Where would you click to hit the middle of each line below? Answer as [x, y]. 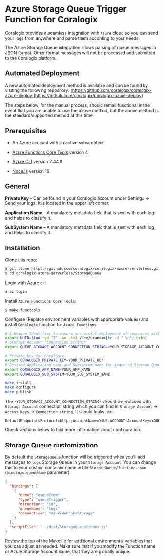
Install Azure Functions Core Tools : [41, 301]
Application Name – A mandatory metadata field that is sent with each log [80, 213]
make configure [20, 387]
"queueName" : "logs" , [40, 509]
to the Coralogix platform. [31, 58]
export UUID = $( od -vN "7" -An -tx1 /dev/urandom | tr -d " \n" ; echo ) [76, 338]
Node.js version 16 [31, 171]
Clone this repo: [21, 260]
